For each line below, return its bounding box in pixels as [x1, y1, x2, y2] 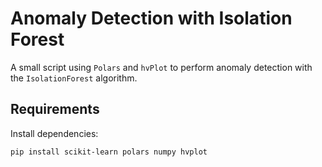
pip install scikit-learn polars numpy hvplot [10, 147, 208, 157]
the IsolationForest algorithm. [10, 72, 138, 84]
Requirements [10, 101, 100, 118]
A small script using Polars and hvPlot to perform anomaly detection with [10, 61, 313, 73]
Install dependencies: [10, 127, 99, 139]
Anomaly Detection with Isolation [10, 7, 293, 30]
